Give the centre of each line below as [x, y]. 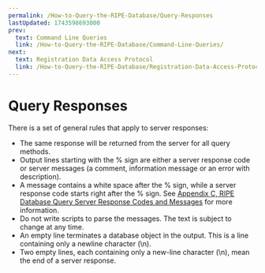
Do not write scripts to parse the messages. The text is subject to [125, 219]
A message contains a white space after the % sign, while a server [128, 185]
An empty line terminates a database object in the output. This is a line [134, 235]
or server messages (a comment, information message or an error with [134, 168]
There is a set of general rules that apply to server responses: [108, 128]
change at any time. [52, 226]
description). [40, 176]
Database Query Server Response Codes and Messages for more [126, 201]
